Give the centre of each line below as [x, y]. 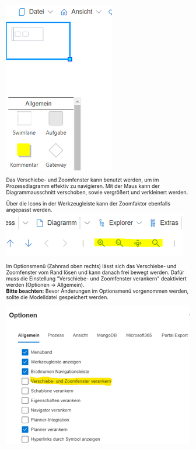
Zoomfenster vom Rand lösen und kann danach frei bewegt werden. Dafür [95, 272]
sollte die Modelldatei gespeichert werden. [57, 297]
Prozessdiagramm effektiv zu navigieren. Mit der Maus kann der [83, 186]
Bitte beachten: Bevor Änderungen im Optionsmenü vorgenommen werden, [97, 291]
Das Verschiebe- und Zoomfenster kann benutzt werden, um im [83, 180]
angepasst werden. [29, 210]
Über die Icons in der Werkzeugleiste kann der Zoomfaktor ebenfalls [88, 203]
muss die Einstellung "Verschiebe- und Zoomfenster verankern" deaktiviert [96, 279]
